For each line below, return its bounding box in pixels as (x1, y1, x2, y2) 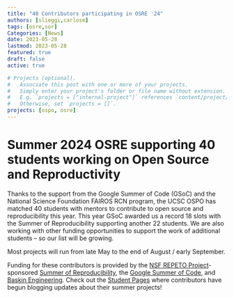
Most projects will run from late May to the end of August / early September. (7, 247, 226, 256)
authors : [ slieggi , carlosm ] (7, 17, 89, 24)
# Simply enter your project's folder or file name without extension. (7, 88, 226, 95)
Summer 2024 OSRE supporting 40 (7, 137, 216, 153)
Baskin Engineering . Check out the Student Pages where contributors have (7, 276, 222, 284)
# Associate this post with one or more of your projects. (7, 81, 189, 88)
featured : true (7, 49, 52, 56)
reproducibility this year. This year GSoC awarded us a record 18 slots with (7, 212, 221, 220)
